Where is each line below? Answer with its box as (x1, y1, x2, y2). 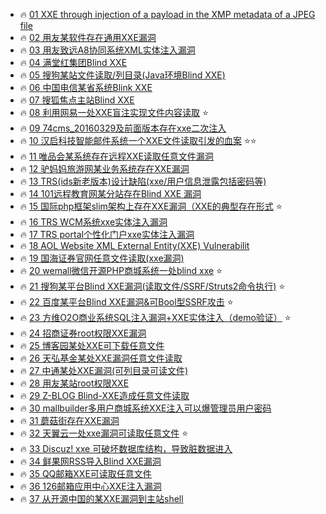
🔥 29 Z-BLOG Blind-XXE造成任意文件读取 (19, 390, 190, 401)
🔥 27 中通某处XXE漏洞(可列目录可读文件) (19, 365, 189, 376)
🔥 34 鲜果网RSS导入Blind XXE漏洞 (19, 455, 162, 467)
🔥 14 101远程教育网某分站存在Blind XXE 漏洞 (19, 188, 202, 199)
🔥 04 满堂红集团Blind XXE (19, 57, 128, 68)
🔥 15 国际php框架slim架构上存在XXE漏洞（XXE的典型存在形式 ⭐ (19, 200, 283, 212)
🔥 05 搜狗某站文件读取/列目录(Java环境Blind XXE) (19, 69, 226, 81)
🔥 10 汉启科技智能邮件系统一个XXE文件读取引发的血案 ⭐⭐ (19, 135, 257, 146)
